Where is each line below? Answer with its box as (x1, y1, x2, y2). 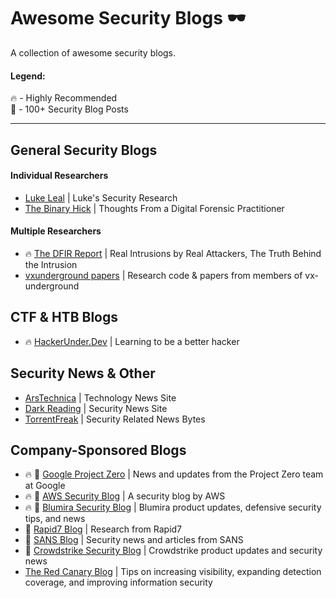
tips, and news (24, 513, 86, 525)
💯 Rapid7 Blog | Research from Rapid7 (24, 523, 183, 535)
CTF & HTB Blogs (10, 309, 118, 326)
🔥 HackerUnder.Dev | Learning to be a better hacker (24, 335, 240, 347)
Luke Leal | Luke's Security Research (24, 191, 178, 204)
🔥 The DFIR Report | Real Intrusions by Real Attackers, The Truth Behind (24, 247, 322, 259)
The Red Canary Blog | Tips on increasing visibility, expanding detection (24, 566, 322, 578)
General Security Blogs (10, 141, 158, 159)
